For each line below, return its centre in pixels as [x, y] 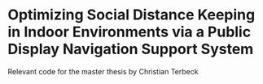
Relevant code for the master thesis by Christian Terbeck [103, 71]
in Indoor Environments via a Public [129, 32]
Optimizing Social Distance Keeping [131, 15]
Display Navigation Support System [131, 49]
